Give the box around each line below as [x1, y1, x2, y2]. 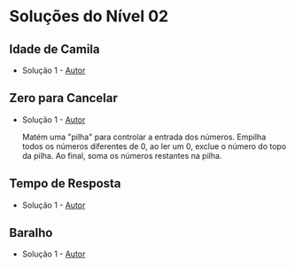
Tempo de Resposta [9, 176, 121, 192]
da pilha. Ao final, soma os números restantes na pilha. [21, 150, 222, 161]
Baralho [9, 225, 53, 240]
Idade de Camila [9, 42, 100, 57]
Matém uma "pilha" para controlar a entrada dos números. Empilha [21, 131, 267, 142]
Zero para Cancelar [9, 91, 118, 106]
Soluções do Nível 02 [9, 6, 169, 27]
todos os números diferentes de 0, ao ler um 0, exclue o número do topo [21, 140, 287, 152]
